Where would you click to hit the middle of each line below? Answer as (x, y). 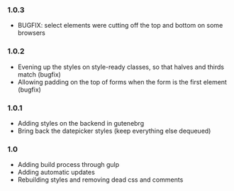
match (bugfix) (39, 74)
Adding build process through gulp (68, 165)
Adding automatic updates (56, 173)
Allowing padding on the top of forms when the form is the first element (122, 82)
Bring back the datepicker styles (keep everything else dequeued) (114, 131)
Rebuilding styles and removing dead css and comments (100, 180)
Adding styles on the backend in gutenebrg (80, 123)
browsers (32, 33)
